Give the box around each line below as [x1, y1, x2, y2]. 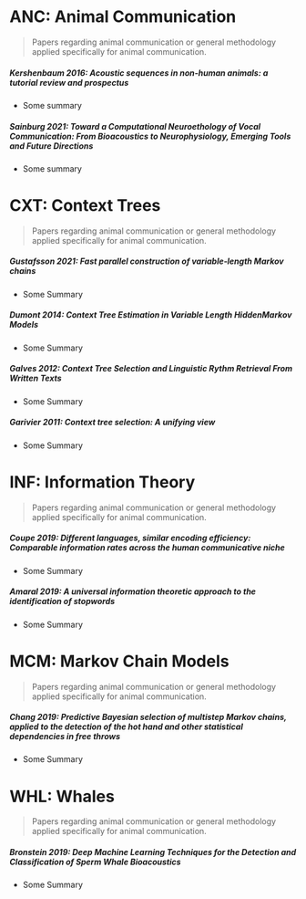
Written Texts [9, 372, 62, 384]
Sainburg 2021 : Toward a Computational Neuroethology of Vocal [9, 120, 261, 131]
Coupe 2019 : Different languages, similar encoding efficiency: [9, 532, 251, 544]
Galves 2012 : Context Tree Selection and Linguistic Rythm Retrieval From [9, 363, 293, 374]
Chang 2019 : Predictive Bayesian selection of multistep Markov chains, [9, 712, 287, 723]
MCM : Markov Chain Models [9, 651, 229, 672]
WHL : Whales [9, 786, 116, 807]
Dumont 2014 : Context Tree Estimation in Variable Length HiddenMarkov [9, 309, 292, 320]
